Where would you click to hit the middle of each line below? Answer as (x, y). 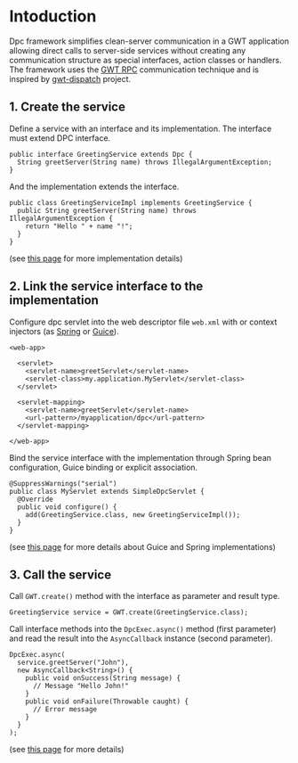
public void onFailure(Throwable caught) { (107, 701)
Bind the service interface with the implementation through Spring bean (141, 457)
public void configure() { (67, 507)
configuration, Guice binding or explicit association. (104, 467)
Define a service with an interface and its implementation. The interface (141, 128)
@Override (35, 499)
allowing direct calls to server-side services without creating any (128, 50)
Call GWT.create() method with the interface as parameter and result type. (145, 596)
